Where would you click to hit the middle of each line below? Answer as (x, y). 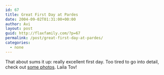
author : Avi (18, 24)
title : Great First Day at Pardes (42, 15)
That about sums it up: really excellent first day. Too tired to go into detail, (82, 61)
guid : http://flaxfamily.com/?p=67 (43, 33)
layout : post (19, 29)
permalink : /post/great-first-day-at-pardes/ (54, 38)
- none (17, 47)
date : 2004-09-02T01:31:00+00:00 (41, 19)
